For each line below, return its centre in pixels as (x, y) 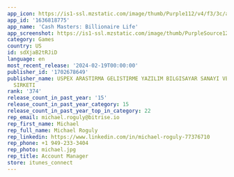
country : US (24, 46)
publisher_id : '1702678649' (48, 72)
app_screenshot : (31, 33)
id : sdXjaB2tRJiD (32, 53)
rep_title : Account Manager (48, 156)
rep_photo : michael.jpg (42, 150)
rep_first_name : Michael (43, 124)
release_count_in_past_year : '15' (57, 98)
